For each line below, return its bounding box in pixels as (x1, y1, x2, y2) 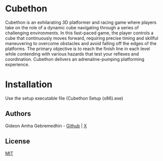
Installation (5, 79, 53, 90)
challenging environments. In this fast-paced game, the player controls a (5, 30, 154, 36)
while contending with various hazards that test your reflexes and (5, 51, 139, 57)
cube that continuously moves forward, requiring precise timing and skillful (5, 35, 159, 41)
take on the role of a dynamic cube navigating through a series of (5, 24, 139, 30)
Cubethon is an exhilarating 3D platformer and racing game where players (5, 19, 157, 25)
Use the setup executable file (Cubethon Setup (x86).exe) (5, 95, 123, 101)
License (5, 137, 30, 146)
